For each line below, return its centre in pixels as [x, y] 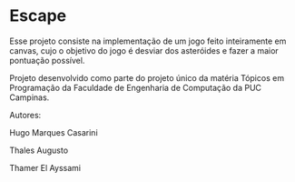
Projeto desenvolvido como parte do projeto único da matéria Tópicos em [147, 77]
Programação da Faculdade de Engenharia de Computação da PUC [135, 87]
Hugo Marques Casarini [54, 132]
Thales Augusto [39, 150]
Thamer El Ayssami [45, 167]
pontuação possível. [47, 60]
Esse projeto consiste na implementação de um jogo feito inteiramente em [148, 41]
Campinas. [29, 97]
